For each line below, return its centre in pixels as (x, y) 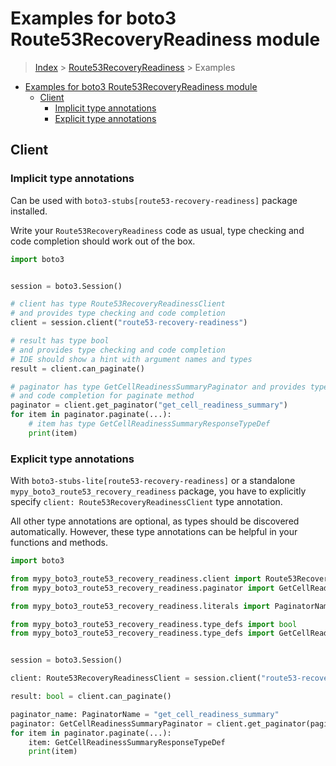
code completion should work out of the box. (103, 241)
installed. (29, 211)
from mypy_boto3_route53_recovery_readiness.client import (136, 578)
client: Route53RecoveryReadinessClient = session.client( (136, 678)
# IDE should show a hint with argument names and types (131, 359)
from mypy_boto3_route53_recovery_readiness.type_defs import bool (154, 624)
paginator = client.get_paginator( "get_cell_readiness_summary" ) (149, 405)
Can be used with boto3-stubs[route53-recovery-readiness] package (154, 200)
